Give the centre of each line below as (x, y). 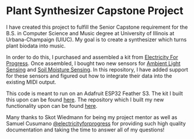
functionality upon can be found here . (52, 106)
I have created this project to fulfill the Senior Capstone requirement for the (97, 27)
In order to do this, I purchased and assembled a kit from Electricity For (92, 57)
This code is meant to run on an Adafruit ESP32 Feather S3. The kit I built (95, 93)
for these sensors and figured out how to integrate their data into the (89, 76)
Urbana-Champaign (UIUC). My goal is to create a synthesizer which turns (96, 39)
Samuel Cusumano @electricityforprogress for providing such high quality (96, 123)
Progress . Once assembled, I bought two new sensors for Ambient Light (93, 63)
